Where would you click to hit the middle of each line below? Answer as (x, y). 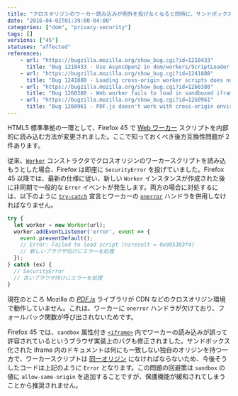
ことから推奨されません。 (45, 385)
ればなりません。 (32, 205)
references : (25, 54)
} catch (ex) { (30, 264)
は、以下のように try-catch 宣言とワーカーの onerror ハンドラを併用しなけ (117, 196)
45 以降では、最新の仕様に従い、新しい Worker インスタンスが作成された (113, 178)
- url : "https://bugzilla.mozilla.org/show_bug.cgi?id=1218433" (117, 60)
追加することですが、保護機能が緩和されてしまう (154, 376)
